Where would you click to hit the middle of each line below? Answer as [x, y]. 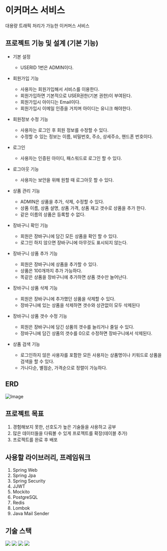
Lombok [21, 508]
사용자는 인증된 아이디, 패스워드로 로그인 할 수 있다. [71, 158]
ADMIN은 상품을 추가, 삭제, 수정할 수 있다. [62, 201]
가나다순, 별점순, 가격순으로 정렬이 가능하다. [64, 368]
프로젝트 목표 [25, 414]
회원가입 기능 [26, 78]
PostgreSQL [25, 497]
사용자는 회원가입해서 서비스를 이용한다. [60, 89]
